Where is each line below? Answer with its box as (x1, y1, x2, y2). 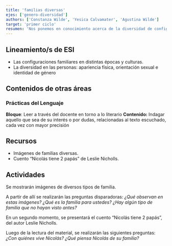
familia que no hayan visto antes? (6, 205, 77, 211)
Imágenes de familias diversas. (13, 150, 79, 156)
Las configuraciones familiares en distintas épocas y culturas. (13, 59, 143, 65)
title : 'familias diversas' (6, 7, 66, 13)
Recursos (6, 137, 37, 146)
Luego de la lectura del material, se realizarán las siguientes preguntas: (6, 230, 156, 236)
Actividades (6, 170, 45, 179)
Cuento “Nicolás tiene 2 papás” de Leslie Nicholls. (13, 156, 119, 162)
